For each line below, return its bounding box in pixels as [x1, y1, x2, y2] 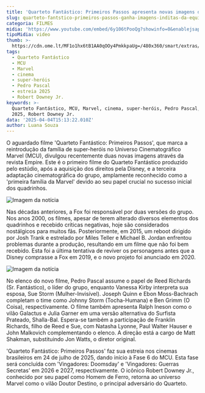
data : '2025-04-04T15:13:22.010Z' [6, 117, 95, 123]
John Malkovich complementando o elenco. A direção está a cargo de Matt [6, 329, 195, 336]
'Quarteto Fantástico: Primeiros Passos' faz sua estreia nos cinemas [6, 347, 178, 355]
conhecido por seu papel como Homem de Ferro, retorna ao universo [6, 373, 181, 381]
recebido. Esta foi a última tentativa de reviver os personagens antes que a [6, 247, 195, 254]
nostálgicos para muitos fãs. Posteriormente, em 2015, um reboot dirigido [6, 228, 191, 235]
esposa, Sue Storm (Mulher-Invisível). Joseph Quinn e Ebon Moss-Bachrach [6, 290, 198, 298]
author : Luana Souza [6, 123, 59, 129]
